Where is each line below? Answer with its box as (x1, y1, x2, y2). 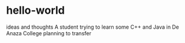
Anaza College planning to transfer (6, 29, 92, 36)
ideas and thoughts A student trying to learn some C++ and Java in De (6, 23, 180, 30)
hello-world (6, 4, 65, 17)
